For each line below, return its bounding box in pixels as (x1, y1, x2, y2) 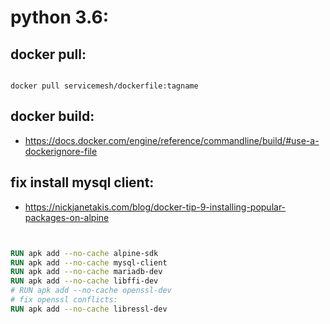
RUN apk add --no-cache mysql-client (10, 257, 168, 268)
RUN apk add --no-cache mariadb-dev (10, 267, 163, 277)
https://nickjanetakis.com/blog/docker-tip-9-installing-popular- (24, 201, 287, 213)
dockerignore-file (24, 145, 98, 157)
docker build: (10, 108, 95, 125)
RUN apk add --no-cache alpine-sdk (10, 248, 159, 258)
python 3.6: (10, 6, 110, 29)
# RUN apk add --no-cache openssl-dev (10, 286, 172, 296)
